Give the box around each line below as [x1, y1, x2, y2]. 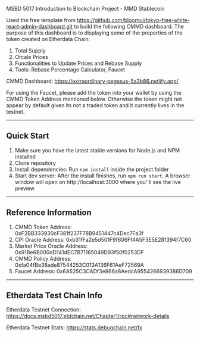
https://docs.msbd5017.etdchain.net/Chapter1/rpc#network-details [6, 313, 170, 320]
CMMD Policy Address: [14, 255, 72, 262]
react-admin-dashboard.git [6, 23, 73, 30]
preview [14, 185, 35, 192]
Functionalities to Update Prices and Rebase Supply [14, 60, 142, 67]
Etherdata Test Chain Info [6, 291, 103, 301]
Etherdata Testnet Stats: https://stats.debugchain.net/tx [6, 324, 143, 331]
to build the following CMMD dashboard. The [73, 23, 185, 30]
